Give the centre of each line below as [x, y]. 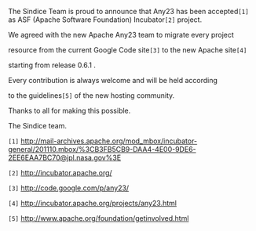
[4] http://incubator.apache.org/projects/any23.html [92, 203]
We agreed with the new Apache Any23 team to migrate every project [121, 35]
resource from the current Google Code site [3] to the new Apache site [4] [128, 50]
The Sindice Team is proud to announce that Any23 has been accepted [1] [128, 11]
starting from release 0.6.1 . [52, 65]
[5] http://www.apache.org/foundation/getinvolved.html [99, 218]
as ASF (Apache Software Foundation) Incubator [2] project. [105, 20]
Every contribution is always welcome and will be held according [113, 80]
